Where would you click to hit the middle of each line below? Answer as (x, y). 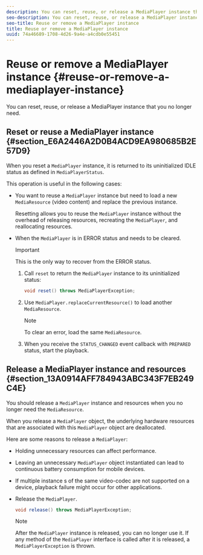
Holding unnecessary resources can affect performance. (86, 450)
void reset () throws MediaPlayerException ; (80, 291)
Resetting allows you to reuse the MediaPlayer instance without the (98, 213)
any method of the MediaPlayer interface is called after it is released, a (102, 539)
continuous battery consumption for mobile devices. (80, 469)
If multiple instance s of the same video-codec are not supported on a (102, 481)
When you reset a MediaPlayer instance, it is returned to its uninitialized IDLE (101, 165)
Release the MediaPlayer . (46, 499)
